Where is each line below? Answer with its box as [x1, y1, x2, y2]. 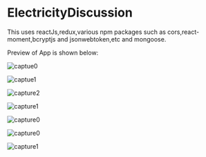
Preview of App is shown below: [7, 48, 99, 57]
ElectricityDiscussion [7, 5, 133, 21]
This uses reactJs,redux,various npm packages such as [7, 28, 166, 36]
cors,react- [167, 28, 199, 36]
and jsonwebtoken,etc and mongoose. [57, 35, 167, 43]
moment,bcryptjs [7, 35, 56, 43]
